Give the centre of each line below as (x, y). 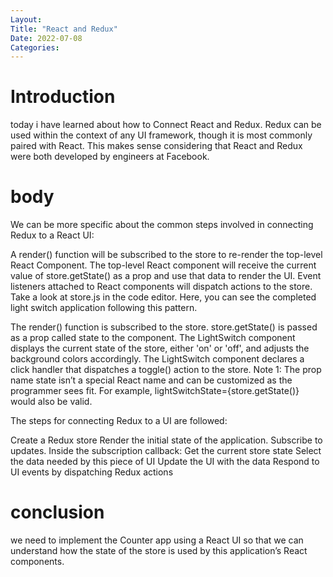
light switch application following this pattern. (104, 308)
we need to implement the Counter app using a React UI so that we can (157, 540)
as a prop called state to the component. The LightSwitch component (153, 338)
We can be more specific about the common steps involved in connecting (162, 225)
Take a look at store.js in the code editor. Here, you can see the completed (163, 297)
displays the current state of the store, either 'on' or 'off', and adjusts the (160, 348)
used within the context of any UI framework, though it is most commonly (161, 135)
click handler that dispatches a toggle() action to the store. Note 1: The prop (166, 370)
